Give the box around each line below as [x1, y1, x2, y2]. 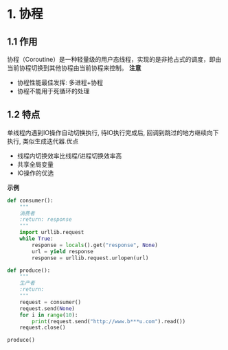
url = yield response [32, 248, 94, 255]
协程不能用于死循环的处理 [16, 87, 90, 95]
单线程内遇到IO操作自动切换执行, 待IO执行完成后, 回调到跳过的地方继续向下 [7, 128, 219, 137]
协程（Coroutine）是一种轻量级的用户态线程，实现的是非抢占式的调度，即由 [7, 56, 222, 63]
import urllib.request [19, 229, 84, 236]
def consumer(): [7, 197, 54, 204]
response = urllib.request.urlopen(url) [32, 255, 149, 261]
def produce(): [7, 267, 51, 274]
